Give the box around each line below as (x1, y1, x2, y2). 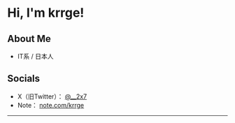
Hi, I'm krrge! (7, 5, 85, 21)
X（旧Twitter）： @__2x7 (17, 92, 87, 101)
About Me (7, 33, 51, 45)
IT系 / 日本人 (17, 52, 54, 60)
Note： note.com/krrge (17, 101, 85, 109)
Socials (7, 73, 41, 85)
